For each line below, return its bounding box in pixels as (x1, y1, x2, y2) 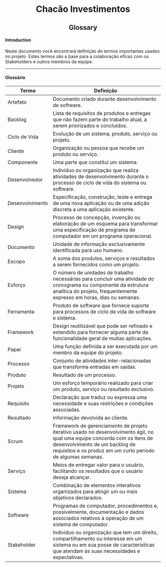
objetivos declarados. (52, 494, 103, 501)
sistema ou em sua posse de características (52, 541, 155, 548)
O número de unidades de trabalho (52, 269, 134, 276)
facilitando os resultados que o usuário (52, 467, 143, 474)
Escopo (7, 258, 26, 265)
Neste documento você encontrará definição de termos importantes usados (5, 48, 160, 54)
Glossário (5, 74, 26, 80)
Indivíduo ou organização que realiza (52, 167, 139, 174)
